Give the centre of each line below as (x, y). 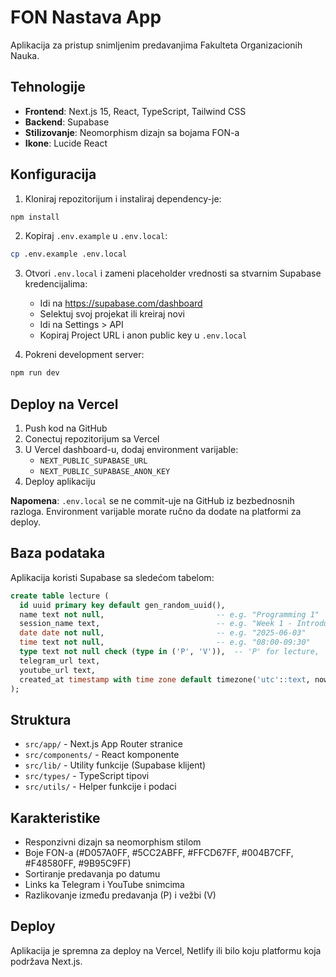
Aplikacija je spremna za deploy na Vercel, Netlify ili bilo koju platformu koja (166, 950)
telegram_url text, (60, 661)
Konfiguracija (53, 174)
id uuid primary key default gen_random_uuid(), (122, 605)
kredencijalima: (56, 284)
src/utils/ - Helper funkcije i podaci (100, 787)
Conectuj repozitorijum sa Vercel (92, 439)
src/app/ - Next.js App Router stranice (103, 744)
